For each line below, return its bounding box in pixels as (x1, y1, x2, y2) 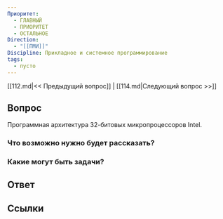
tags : (7, 56, 23, 63)
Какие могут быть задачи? (7, 157, 104, 167)
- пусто (13, 62, 36, 69)
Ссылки (7, 203, 44, 215)
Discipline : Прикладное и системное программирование (7, 50, 168, 57)
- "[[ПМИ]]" (13, 43, 49, 50)
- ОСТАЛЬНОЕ (13, 29, 49, 37)
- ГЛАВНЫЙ (13, 17, 42, 24)
